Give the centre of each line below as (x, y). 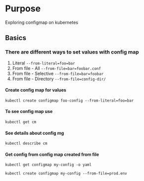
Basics (16, 38)
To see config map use (29, 112)
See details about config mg (35, 133)
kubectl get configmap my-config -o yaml (48, 165)
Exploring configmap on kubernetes (42, 22)
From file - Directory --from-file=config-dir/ (59, 79)
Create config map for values (36, 90)
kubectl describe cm (26, 144)
